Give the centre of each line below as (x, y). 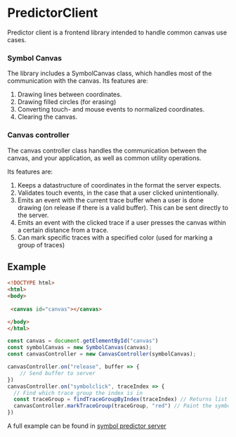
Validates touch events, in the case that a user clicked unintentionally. (118, 193)
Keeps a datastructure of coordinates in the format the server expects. (119, 185)
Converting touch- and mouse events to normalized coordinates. (111, 110)
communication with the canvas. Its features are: (78, 81)
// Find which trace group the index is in (78, 393)
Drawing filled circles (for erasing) (67, 102)
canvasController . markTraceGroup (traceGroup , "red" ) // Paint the (113, 406)
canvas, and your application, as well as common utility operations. (104, 158)
